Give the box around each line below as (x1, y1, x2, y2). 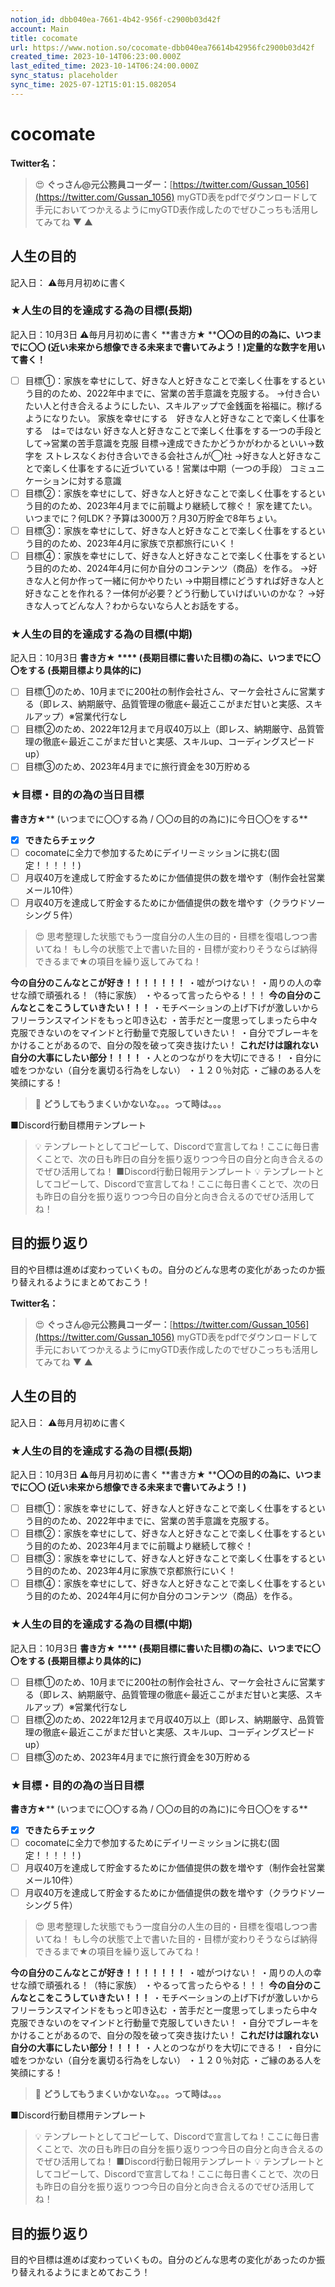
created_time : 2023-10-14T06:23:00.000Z (10, 52, 182, 62)
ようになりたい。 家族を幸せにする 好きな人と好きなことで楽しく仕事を (24, 412, 326, 424)
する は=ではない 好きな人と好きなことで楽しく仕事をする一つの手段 (24, 424, 314, 436)
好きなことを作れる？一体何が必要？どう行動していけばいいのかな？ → (24, 587, 317, 600)
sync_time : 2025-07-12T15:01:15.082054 (10, 80, 177, 90)
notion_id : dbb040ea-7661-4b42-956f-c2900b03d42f (10, 14, 222, 25)
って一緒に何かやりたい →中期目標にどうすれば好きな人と (86, 575, 325, 587)
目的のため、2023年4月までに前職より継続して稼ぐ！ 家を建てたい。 (33, 499, 318, 511)
